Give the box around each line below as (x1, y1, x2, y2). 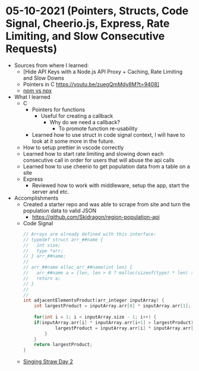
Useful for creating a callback (40, 112, 113, 120)
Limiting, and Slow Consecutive (5, 30, 165, 43)
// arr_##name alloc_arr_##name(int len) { (23, 265, 133, 271)
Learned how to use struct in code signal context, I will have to (31, 131, 185, 138)
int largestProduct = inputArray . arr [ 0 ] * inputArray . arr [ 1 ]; (34, 303, 191, 309)
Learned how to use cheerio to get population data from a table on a (23, 162, 191, 170)
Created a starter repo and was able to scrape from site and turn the (23, 200, 191, 207)
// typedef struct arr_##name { (23, 237, 103, 243)
